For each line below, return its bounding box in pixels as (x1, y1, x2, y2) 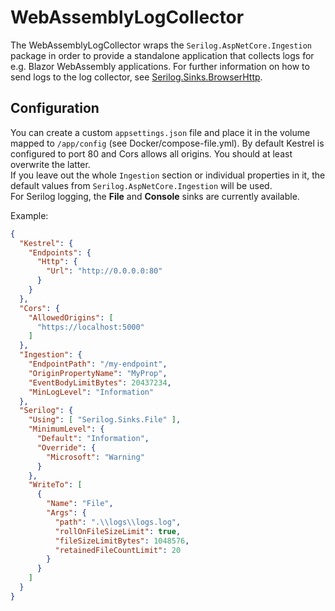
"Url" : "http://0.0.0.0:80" (46, 266, 163, 276)
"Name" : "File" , (46, 499, 114, 509)
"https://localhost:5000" (36, 322, 145, 332)
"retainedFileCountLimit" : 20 (54, 545, 182, 555)
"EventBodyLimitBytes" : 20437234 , (28, 377, 172, 388)
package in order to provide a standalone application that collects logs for (10, 49, 315, 61)
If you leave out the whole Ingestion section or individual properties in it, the (10, 169, 326, 181)
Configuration (10, 100, 100, 117)
